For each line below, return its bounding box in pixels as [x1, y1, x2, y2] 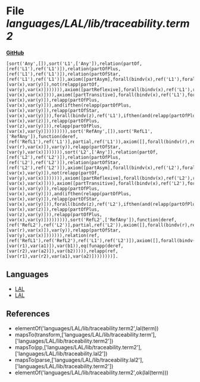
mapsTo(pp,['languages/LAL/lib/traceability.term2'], [14, 343, 142, 350]
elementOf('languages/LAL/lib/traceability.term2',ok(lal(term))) [14, 369, 168, 376]
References [6, 309, 50, 319]
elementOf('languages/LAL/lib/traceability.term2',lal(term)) [14, 324, 159, 331]
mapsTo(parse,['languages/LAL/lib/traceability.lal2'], [14, 356, 144, 364]
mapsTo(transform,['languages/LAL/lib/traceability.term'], [14, 331, 157, 338]
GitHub [6, 49, 24, 56]
